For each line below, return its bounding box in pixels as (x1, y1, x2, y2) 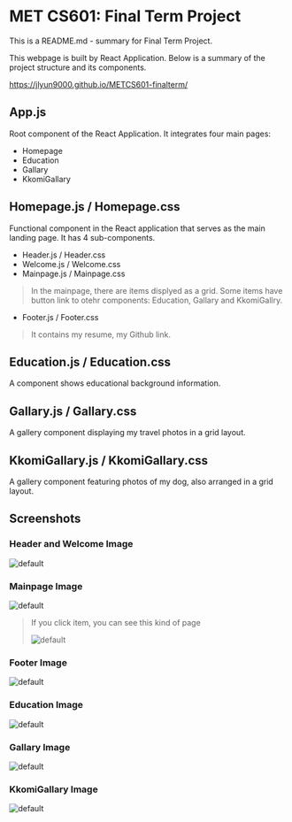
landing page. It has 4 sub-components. (9, 232, 156, 242)
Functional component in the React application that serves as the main (9, 223, 265, 234)
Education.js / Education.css (9, 354, 171, 369)
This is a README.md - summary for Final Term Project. (9, 35, 213, 46)
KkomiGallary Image (9, 783, 99, 795)
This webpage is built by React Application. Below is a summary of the (9, 52, 265, 63)
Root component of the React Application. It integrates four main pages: (9, 128, 272, 139)
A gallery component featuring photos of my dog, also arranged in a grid (9, 476, 274, 487)
